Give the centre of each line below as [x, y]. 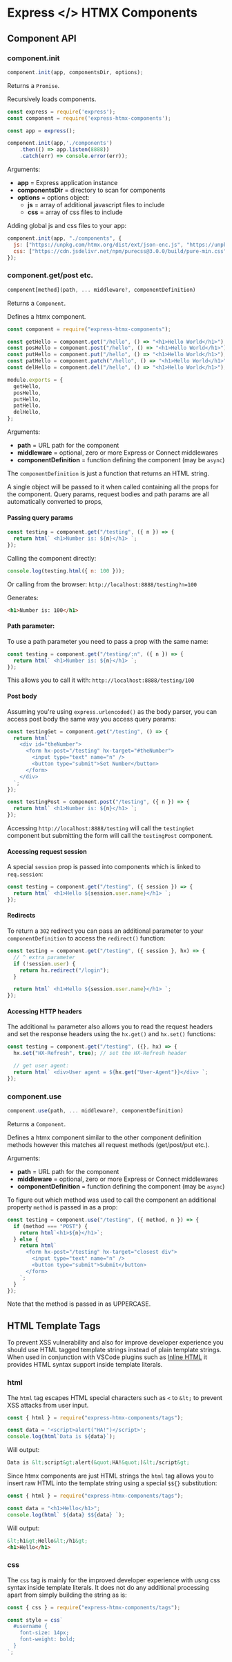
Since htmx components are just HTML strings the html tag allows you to [110, 1476]
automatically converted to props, [55, 502]
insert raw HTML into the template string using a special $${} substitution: [112, 1483]
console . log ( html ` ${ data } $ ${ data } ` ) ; [66, 1515]
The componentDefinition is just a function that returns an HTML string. [108, 473]
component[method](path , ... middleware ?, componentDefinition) [101, 290]
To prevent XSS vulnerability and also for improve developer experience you [115, 1342]
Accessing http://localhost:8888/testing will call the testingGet [101, 828]
